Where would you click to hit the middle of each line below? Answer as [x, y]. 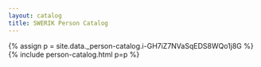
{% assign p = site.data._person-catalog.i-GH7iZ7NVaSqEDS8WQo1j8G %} [131, 45]
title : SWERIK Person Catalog [58, 23]
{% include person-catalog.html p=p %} [74, 54]
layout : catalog [35, 16]
